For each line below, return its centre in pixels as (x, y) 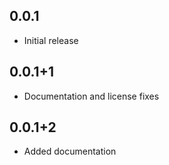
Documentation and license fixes (91, 96)
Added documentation (70, 151)
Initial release (51, 40)
